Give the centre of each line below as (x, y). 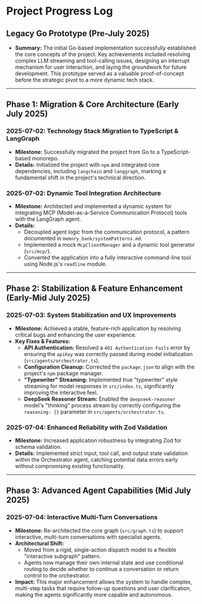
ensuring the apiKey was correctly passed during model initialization (108, 354)
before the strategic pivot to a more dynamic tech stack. (84, 80)
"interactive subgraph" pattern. (62, 556)
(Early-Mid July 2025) (48, 298)
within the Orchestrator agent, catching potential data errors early (96, 459)
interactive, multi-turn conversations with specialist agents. (88, 537)
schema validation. (38, 447)
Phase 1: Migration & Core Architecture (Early (93, 105)
